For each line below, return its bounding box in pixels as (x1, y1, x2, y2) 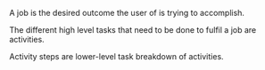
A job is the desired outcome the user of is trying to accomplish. (9, 8, 245, 18)
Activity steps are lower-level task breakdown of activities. (9, 51, 225, 61)
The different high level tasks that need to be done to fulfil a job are (9, 25, 257, 35)
